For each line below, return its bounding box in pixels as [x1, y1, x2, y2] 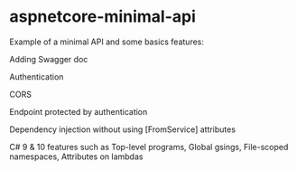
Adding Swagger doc [9, 53, 88, 64]
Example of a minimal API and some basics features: [9, 36, 205, 47]
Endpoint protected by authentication [9, 106, 148, 117]
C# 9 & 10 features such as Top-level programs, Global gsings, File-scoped [9, 141, 289, 152]
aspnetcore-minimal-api [9, 6, 196, 27]
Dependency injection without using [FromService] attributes [9, 124, 237, 135]
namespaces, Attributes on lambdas [9, 151, 144, 162]
